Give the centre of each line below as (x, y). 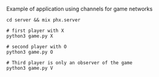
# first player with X (35, 31)
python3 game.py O (30, 52)
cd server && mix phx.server (43, 20)
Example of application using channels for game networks (79, 9)
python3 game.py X (30, 36)
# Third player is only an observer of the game (69, 63)
